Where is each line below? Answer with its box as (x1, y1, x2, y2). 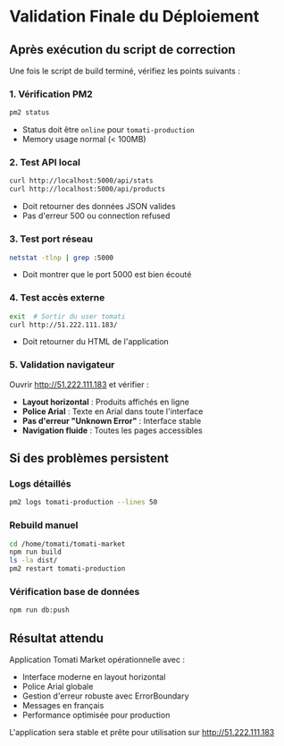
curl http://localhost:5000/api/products (9, 185, 166, 194)
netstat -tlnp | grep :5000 (9, 253, 114, 262)
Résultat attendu (9, 631, 104, 646)
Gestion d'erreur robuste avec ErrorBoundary (21, 691, 189, 701)
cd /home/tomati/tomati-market (9, 539, 126, 548)
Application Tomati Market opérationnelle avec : (9, 655, 186, 665)
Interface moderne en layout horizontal (21, 672, 166, 682)
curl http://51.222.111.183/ (9, 320, 118, 329)
